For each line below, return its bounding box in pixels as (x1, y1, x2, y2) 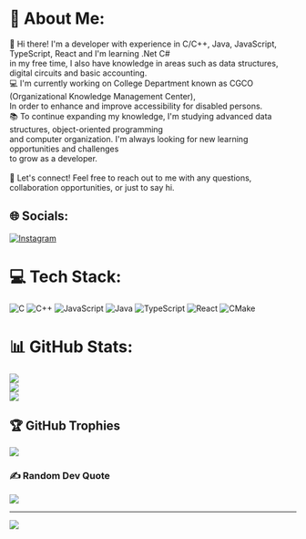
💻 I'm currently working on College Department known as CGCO (9, 78, 254, 88)
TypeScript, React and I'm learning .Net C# (9, 47, 170, 58)
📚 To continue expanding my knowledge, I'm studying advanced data (9, 110, 272, 121)
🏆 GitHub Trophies (9, 419, 121, 434)
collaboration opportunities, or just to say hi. (9, 181, 175, 192)
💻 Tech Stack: (9, 266, 122, 286)
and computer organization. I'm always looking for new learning (9, 133, 249, 144)
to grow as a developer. (9, 152, 98, 163)
